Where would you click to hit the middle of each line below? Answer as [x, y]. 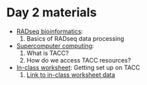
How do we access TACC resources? [79, 60]
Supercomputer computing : [55, 46]
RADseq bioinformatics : [50, 31]
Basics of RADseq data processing [75, 38]
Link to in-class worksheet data [71, 74]
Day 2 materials [52, 13]
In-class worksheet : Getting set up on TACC [78, 67]
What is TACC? [48, 53]
